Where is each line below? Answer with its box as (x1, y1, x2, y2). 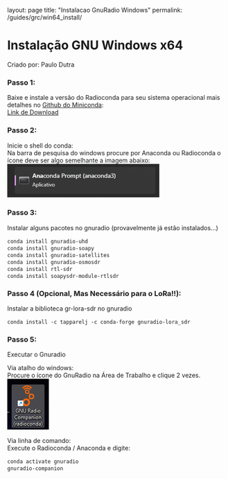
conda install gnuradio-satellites (7, 252, 110, 259)
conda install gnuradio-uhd (7, 238, 89, 245)
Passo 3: (7, 208, 37, 218)
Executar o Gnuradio (7, 350, 66, 359)
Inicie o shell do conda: (7, 141, 73, 150)
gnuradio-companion (7, 465, 64, 472)
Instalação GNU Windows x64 (7, 37, 184, 53)
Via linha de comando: (7, 437, 71, 445)
